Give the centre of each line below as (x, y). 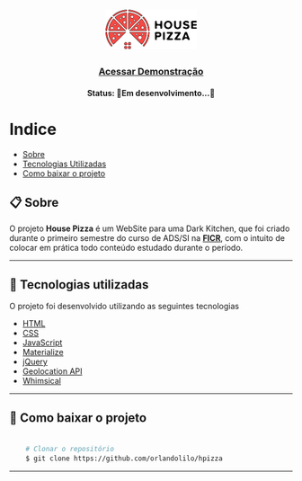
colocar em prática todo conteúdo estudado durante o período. (126, 248)
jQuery (35, 362)
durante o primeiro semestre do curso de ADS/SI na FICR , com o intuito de (147, 238)
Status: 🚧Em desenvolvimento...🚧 (151, 93)
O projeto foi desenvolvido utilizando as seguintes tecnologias (124, 307)
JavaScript (42, 343)
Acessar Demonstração (151, 72)
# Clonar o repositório (70, 449)
